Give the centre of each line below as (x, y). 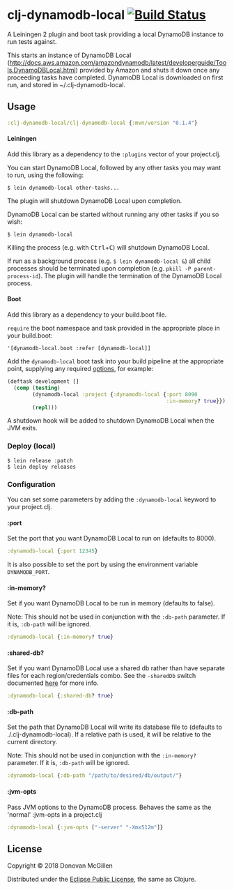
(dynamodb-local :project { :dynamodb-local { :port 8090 (115, 394)
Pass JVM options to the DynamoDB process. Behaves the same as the (109, 807)
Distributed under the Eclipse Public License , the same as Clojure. (102, 880)
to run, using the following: (46, 175)
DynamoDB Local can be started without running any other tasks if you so (113, 214)
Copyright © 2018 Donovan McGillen (60, 866)
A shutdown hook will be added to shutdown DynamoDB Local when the (111, 421)
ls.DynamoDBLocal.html (42, 70)
